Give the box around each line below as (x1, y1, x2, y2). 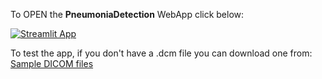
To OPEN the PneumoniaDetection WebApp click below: (10, 9, 245, 20)
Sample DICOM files (10, 58, 94, 69)
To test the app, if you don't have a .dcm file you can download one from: (10, 47, 313, 59)
